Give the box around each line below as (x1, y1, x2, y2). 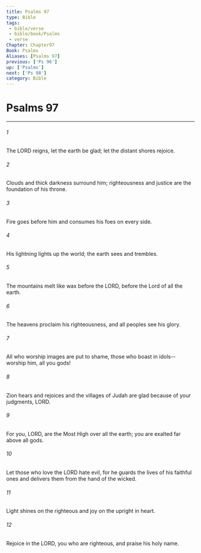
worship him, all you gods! (6, 359, 71, 366)
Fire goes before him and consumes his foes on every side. (6, 218, 153, 225)
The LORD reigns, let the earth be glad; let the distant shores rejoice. (6, 147, 175, 154)
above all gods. (6, 436, 44, 444)
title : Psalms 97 (6, 8, 50, 15)
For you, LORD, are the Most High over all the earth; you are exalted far (6, 430, 181, 437)
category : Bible (6, 75, 47, 81)
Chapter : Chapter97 (6, 42, 55, 48)
